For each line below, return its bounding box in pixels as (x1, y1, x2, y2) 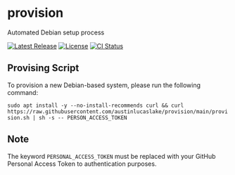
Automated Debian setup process (7, 28, 105, 37)
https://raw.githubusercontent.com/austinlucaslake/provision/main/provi (7, 108, 229, 115)
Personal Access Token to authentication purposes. (7, 160, 157, 168)
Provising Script (7, 62, 80, 74)
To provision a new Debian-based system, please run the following (7, 81, 201, 89)
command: (7, 88, 39, 96)
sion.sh (7, 114, 30, 121)
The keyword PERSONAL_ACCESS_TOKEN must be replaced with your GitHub (7, 152, 216, 160)
